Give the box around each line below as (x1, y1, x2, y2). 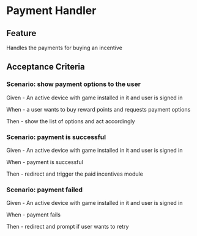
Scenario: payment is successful (6, 132, 106, 141)
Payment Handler (6, 4, 97, 18)
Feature (6, 28, 37, 38)
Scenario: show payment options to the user (6, 80, 141, 88)
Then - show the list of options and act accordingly (6, 117, 135, 125)
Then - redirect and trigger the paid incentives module (6, 170, 144, 177)
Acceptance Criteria (6, 62, 85, 72)
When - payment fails (6, 211, 61, 218)
